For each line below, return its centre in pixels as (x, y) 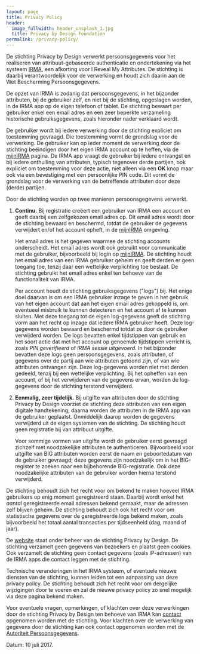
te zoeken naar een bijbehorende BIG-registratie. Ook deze (108, 466)
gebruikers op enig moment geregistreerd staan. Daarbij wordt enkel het (95, 497)
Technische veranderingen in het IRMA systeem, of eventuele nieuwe (92, 571)
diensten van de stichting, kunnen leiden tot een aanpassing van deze (92, 577)
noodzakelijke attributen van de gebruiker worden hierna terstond (96, 473)
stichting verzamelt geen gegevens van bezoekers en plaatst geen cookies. (99, 546)
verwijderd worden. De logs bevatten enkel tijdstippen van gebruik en (100, 335)
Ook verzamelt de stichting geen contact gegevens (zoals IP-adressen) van (99, 553)
